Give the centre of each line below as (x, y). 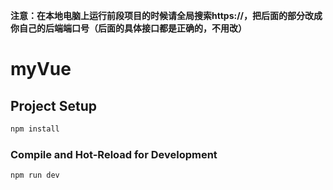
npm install (35, 129)
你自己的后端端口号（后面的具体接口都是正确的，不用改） (128, 28)
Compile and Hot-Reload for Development (114, 154)
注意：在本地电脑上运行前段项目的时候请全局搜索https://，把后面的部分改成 (166, 15)
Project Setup (54, 105)
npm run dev (35, 175)
